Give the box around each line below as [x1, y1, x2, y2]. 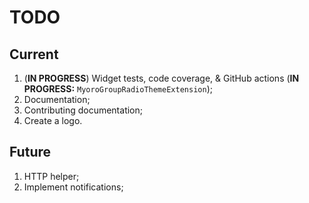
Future [9, 144, 52, 161]
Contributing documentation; [23, 104, 143, 116]
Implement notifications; [23, 181, 124, 193]
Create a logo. [23, 115, 83, 126]
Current [9, 46, 59, 63]
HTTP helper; [23, 170, 80, 182]
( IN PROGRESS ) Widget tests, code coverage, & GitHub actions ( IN [23, 72, 300, 84]
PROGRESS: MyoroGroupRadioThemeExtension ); [23, 83, 213, 95]
